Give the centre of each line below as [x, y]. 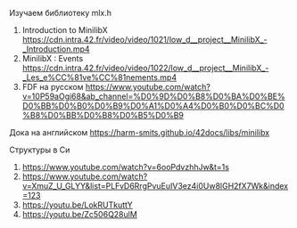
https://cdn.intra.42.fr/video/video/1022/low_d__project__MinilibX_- [145, 68]
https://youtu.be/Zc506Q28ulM [80, 214]
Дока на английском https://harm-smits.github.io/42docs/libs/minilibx [140, 132]
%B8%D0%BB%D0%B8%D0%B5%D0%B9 [103, 115]
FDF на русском [53, 87]
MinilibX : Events [53, 58]
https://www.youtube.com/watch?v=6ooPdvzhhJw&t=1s [126, 167]
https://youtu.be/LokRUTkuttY [78, 205]
